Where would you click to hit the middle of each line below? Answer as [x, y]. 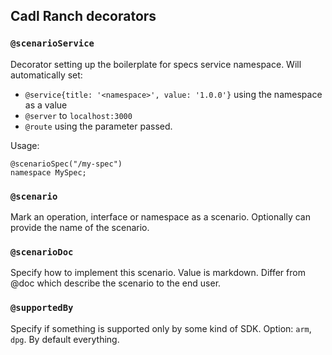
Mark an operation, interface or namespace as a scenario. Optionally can [160, 216]
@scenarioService [52, 43]
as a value [46, 105]
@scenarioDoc [42, 252]
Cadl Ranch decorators [83, 16]
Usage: [25, 145]
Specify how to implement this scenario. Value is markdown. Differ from [158, 273]
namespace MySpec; [48, 172]
